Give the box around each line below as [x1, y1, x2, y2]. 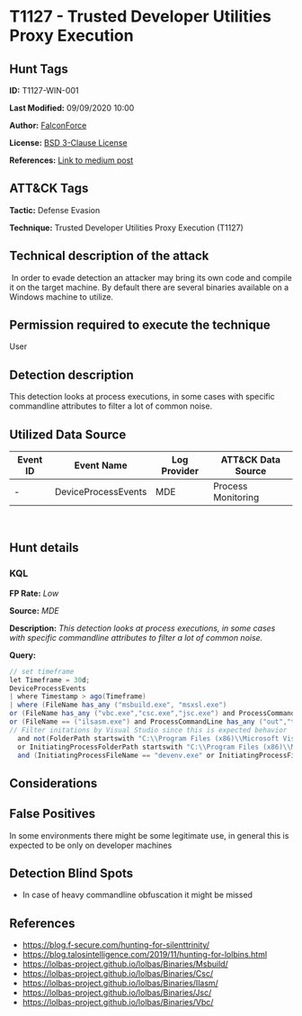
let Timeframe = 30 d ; [9, 675, 91, 685]
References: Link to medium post [9, 155, 134, 166]
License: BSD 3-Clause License [9, 138, 128, 148]
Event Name [74, 459, 128, 472]
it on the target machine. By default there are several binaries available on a [9, 282, 289, 292]
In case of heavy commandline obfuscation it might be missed [22, 889, 253, 901]
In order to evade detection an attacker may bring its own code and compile [11, 272, 292, 283]
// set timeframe [9, 667, 75, 676]
